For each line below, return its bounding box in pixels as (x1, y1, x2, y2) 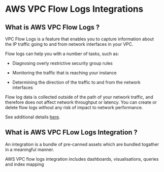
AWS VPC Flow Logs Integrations (5, 3, 144, 15)
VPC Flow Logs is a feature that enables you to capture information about (5, 36, 154, 42)
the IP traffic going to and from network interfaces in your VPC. (5, 41, 133, 47)
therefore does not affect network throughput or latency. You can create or (5, 99, 157, 105)
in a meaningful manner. (5, 146, 54, 152)
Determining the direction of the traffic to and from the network (12, 80, 141, 85)
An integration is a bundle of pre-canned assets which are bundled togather (5, 141, 159, 147)
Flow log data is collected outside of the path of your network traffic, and (5, 94, 154, 100)
